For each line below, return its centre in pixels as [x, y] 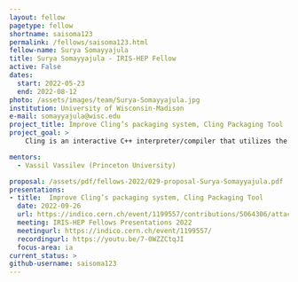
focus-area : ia [45, 247]
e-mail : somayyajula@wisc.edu [65, 116]
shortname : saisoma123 [51, 34]
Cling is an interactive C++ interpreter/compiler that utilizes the [157, 141]
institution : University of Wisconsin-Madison [97, 108]
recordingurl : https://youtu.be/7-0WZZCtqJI [101, 239]
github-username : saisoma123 [63, 264]
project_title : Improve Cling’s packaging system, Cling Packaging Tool [146, 125]
